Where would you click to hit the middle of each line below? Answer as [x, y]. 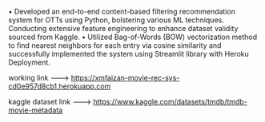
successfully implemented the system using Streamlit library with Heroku [129, 54]
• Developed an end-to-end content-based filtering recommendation [122, 12]
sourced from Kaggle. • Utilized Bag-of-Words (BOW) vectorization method [133, 37]
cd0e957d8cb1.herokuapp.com [60, 86]
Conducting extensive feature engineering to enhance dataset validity [123, 28]
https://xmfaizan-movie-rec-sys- [125, 78]
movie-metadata [36, 110]
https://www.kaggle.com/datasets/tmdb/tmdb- [171, 102]
